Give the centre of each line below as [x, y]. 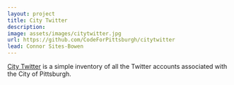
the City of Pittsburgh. [40, 74]
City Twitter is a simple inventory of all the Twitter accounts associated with [117, 66]
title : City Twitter [38, 20]
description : [27, 27]
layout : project [31, 14]
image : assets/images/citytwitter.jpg [64, 33]
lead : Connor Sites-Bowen [45, 46]
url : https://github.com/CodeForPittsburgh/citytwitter [91, 40]
